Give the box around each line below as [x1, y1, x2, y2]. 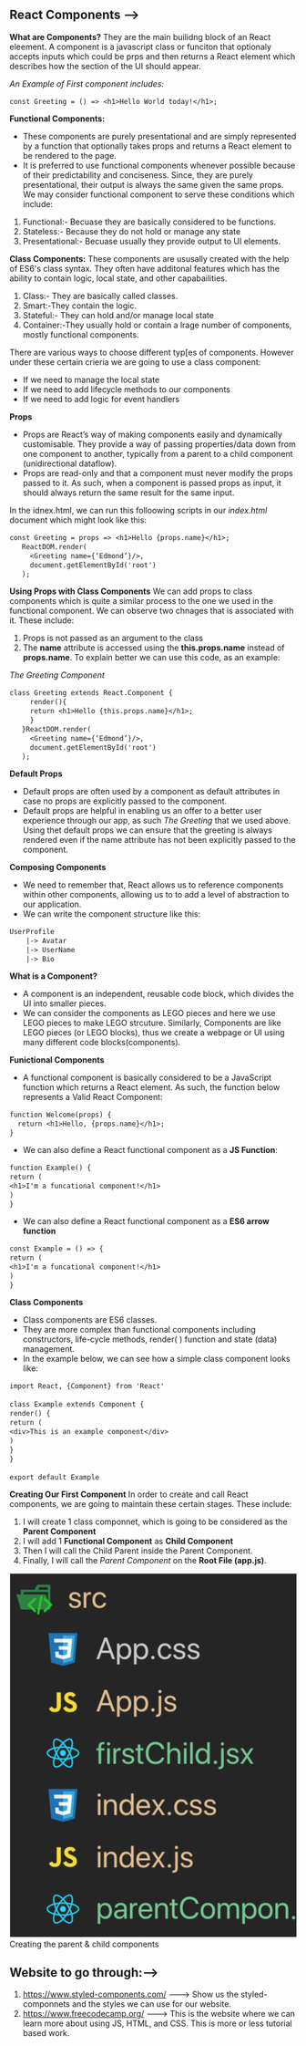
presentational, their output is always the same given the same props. [22, 179, 284, 190]
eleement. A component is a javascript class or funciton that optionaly [9, 41, 271, 52]
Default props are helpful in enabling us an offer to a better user [22, 805, 262, 815]
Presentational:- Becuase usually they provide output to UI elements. [22, 235, 280, 246]
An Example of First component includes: [9, 78, 165, 89]
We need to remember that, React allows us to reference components [22, 879, 284, 890]
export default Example [9, 1472, 100, 1481]
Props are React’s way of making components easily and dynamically [22, 429, 282, 440]
